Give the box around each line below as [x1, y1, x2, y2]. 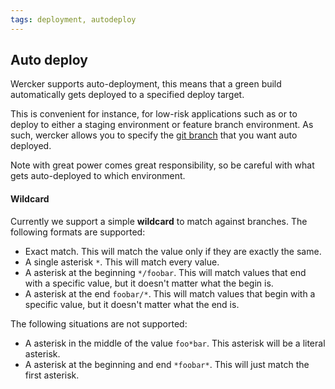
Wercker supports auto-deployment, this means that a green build [10, 78, 282, 90]
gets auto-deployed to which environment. [10, 170, 186, 182]
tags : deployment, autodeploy [10, 14, 137, 25]
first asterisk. [24, 369, 80, 381]
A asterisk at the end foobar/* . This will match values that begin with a [24, 287, 316, 300]
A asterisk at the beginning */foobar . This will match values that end [24, 266, 307, 278]
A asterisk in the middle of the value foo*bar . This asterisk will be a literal [24, 337, 326, 349]
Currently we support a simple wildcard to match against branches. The [10, 215, 308, 227]
